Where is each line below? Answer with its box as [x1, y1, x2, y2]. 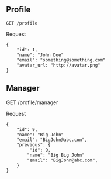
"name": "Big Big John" [27, 152, 85, 158]
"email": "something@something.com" [16, 57, 106, 63]
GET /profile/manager [6, 99, 58, 106]
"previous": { [16, 142, 51, 148]
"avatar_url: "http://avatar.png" [16, 62, 100, 68]
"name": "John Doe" [16, 52, 64, 58]
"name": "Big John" [16, 132, 64, 137]
